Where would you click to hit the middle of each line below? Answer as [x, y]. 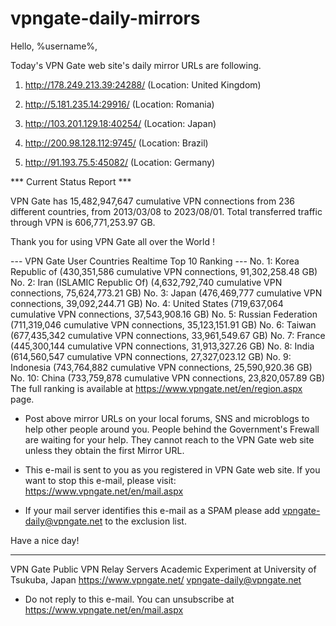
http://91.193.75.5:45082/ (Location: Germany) [120, 162]
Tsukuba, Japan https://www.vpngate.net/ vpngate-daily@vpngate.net [156, 579]
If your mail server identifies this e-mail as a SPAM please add [152, 510]
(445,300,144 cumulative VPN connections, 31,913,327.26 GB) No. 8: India [162, 346]
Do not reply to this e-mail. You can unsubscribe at [129, 599]
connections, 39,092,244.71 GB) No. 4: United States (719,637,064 [147, 303]
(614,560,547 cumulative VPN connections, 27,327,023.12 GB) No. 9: [151, 356]
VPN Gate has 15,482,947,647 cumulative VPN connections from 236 [152, 201]
